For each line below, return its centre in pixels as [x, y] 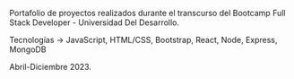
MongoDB [28, 49]
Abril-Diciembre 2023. [51, 67]
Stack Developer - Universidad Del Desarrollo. [95, 22]
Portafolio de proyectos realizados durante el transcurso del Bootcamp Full [147, 13]
